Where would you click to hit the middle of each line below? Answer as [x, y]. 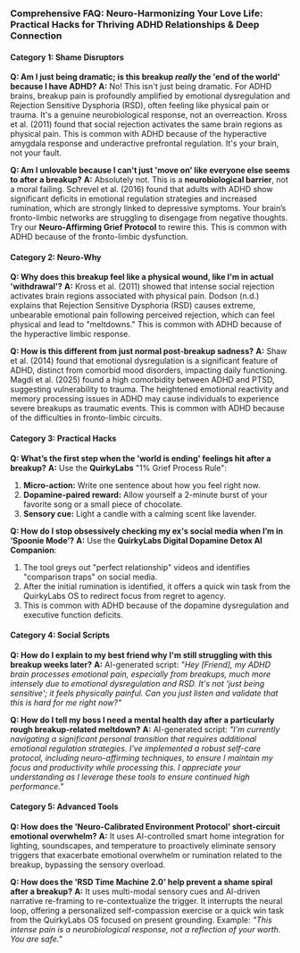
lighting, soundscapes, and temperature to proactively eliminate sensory [143, 845]
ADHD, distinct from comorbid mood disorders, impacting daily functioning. [149, 370]
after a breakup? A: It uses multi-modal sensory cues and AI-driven [135, 891]
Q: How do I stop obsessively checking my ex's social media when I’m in [147, 531]
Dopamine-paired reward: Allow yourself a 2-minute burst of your [145, 494]
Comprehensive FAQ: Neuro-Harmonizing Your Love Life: [137, 13]
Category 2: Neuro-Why [56, 257]
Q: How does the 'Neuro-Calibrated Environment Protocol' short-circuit [145, 826]
